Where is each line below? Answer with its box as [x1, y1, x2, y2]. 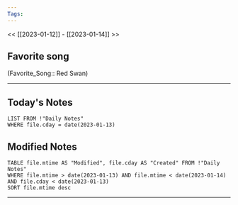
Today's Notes [7, 96, 73, 109]
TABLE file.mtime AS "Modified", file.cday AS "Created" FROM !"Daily [7, 160, 220, 167]
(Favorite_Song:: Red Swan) [7, 69, 89, 78]
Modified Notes [7, 140, 77, 153]
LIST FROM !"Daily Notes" [7, 115, 84, 123]
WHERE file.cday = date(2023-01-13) [7, 121, 115, 128]
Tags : [7, 10, 23, 18]
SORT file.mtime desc [7, 184, 72, 192]
